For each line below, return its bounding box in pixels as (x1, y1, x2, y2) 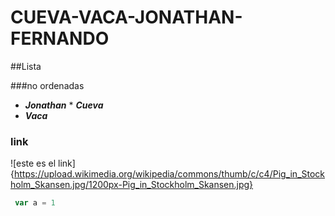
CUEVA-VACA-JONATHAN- (10, 6, 243, 29)
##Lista (10, 60, 42, 72)
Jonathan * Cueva (24, 99, 104, 111)
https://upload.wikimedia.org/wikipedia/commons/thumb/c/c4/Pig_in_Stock (13, 168, 326, 180)
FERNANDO (10, 27, 110, 50)
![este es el (10, 157, 57, 170)
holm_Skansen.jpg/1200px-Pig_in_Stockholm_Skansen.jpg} (10, 179, 254, 191)
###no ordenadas (10, 79, 85, 91)
